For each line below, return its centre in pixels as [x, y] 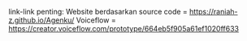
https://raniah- [214, 12]
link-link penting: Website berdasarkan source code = [98, 12]
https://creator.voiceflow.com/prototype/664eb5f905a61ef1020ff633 [124, 29]
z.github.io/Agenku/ [41, 20]
